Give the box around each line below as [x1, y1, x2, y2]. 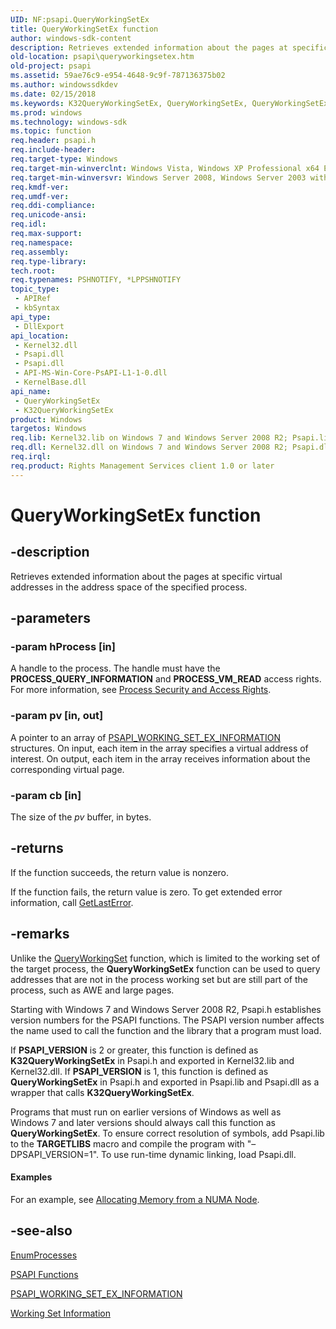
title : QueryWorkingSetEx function [10, 24, 159, 34]
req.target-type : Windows [10, 154, 118, 164]
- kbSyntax [14, 303, 60, 313]
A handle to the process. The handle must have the [10, 662, 221, 675]
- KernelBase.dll [14, 377, 87, 387]
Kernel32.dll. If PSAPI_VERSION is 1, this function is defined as [10, 1065, 269, 1077]
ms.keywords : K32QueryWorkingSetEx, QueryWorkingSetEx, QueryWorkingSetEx [10, 98, 329, 108]
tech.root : [10, 266, 56, 276]
